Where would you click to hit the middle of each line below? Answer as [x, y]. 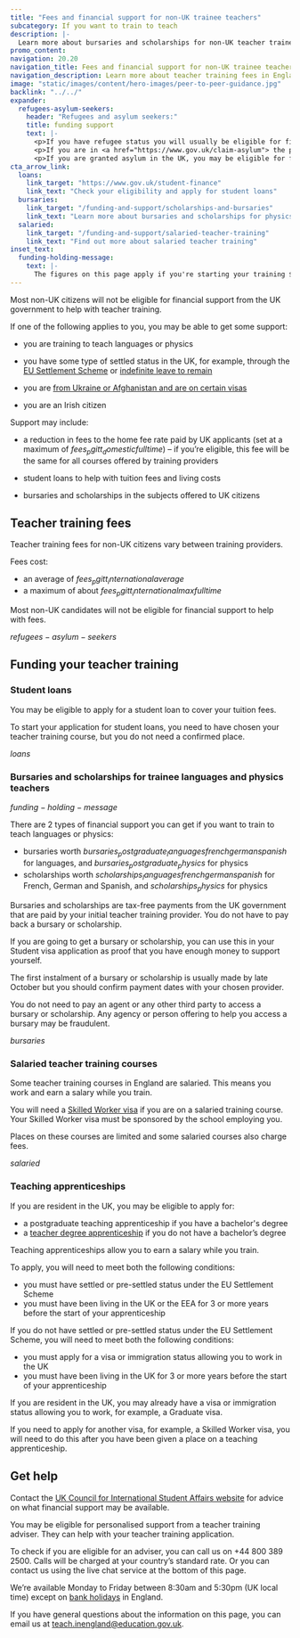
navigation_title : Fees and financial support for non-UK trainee [136, 68]
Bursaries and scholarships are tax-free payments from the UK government [148, 905]
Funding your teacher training [94, 665]
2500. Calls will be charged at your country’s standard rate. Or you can [140, 1560]
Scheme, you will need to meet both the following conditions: [122, 1339]
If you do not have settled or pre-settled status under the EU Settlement [142, 1330]
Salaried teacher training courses [84, 1064]
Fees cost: [29, 561]
